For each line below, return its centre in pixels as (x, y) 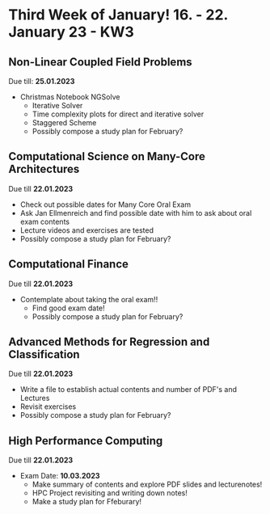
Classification (44, 354)
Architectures (44, 169)
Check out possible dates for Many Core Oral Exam (105, 204)
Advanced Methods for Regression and (109, 342)
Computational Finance (69, 264)
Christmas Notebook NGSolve (70, 97)
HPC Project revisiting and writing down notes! (110, 493)
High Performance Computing (86, 441)
